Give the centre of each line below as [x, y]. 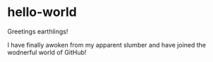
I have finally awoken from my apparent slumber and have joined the [107, 45]
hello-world [42, 12]
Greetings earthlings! [38, 31]
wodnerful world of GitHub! [47, 52]
